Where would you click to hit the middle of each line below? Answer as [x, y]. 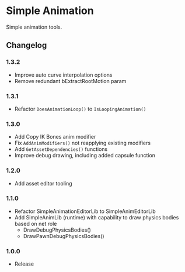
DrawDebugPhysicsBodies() [57, 230]
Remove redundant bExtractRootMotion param [70, 81]
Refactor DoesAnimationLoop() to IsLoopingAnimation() [80, 109]
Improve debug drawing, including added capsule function [85, 156]
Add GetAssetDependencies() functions [61, 149]
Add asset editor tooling [43, 183]
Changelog [27, 45]
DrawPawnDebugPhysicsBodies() [64, 236]
